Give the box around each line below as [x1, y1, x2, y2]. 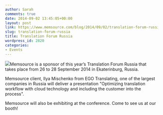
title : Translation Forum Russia [5, 34, 73, 39]
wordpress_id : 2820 [5, 38, 45, 43]
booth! [5, 105, 18, 111]
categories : [5, 43, 29, 48]
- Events [5, 47, 23, 52]
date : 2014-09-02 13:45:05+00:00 [5, 16, 73, 21]
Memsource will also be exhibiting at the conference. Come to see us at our [5, 100, 156, 106]
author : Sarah [5, 7, 34, 12]
